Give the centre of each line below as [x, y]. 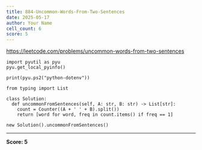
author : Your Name [29, 23]
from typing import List [37, 88]
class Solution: [26, 99]
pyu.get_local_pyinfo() [36, 67]
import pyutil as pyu [33, 62]
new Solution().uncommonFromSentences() [58, 125]
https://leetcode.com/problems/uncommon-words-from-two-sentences [95, 51]
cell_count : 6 [24, 28]
